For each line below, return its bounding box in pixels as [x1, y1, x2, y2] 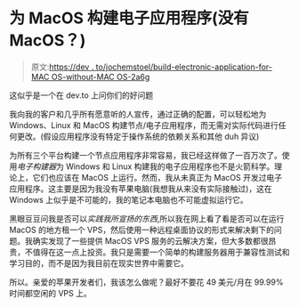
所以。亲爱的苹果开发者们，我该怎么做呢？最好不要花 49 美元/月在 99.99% [9, 277, 284, 287]
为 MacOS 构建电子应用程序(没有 [9, 8, 249, 28]
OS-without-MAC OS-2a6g [51, 71, 150, 82]
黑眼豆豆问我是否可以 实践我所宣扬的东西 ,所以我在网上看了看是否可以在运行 [9, 213, 285, 223]
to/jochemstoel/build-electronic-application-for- [95, 61, 273, 72]
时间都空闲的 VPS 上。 [9, 287, 92, 298]
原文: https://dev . [30, 61, 94, 72]
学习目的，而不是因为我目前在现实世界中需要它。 [9, 257, 189, 268]
